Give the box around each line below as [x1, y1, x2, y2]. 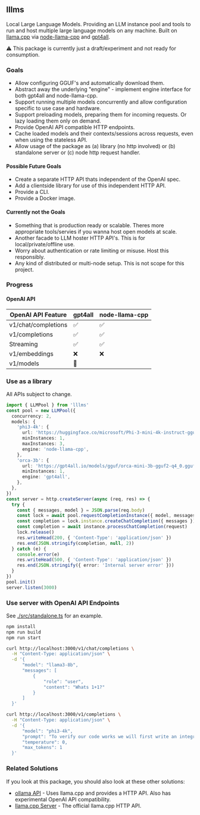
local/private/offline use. [14, 240, 75, 247]
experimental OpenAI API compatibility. [14, 795, 111, 803]
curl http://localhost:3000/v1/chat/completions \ [6, 645, 135, 651]
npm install [6, 623, 36, 629]
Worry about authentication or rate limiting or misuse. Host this [14, 247, 169, 254]
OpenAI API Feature [10, 311, 67, 319]
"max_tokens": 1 [21, 745, 62, 751]
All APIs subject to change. [6, 390, 73, 397]
